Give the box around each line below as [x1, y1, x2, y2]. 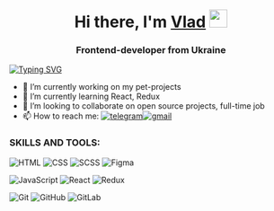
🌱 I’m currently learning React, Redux [22, 91, 160, 102]
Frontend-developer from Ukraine [75, 44, 226, 57]
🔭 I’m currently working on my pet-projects [22, 82, 181, 92]
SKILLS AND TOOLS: [9, 136, 101, 149]
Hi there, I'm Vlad [74, 12, 207, 32]
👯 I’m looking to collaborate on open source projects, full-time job [22, 101, 265, 111]
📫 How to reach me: [22, 110, 100, 121]
